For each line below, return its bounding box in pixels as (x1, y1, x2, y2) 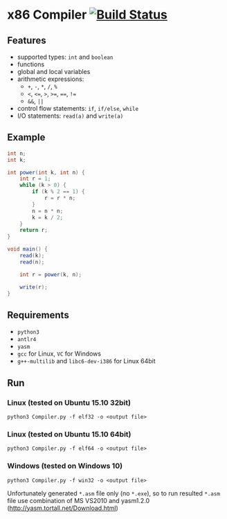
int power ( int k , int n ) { (7, 169, 85, 176)
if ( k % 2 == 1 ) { (32, 188, 85, 195)
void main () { (7, 246, 48, 253)
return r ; (19, 227, 48, 234)
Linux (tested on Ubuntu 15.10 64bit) (7, 429, 131, 439)
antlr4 (17, 336, 37, 343)
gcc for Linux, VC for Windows (17, 349, 102, 358)
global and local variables (17, 68, 91, 75)
